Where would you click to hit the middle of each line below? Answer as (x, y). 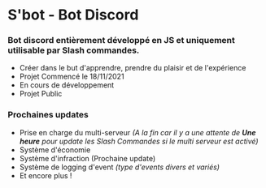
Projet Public (41, 94)
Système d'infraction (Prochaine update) (87, 158)
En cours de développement (67, 85)
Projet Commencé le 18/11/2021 (72, 77)
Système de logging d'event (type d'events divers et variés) (120, 167)
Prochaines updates (48, 115)
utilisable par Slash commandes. (74, 50)
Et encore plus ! (46, 175)
